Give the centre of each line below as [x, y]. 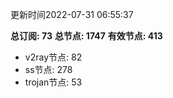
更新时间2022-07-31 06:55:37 [72, 14]
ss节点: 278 [48, 69]
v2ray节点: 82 [53, 57]
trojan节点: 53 [53, 82]
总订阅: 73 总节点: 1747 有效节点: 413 [86, 36]
